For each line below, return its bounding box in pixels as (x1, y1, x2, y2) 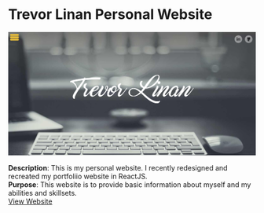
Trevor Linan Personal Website (8, 6, 213, 24)
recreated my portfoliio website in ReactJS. (8, 171, 148, 181)
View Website (8, 196, 53, 206)
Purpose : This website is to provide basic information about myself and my (8, 179, 251, 189)
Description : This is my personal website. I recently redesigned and (8, 163, 228, 172)
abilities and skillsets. (8, 188, 77, 197)
